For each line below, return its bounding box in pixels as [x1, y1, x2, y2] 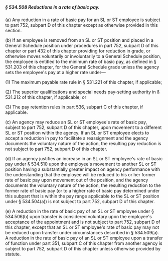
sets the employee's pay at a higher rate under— [5, 69, 106, 75]
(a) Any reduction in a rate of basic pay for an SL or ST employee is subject [5, 17, 160, 23]
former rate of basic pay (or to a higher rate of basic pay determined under [5, 187, 160, 193]
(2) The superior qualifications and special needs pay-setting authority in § [5, 89, 160, 95]
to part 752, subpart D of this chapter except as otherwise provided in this [5, 22, 158, 28]
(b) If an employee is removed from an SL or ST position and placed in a [5, 37, 154, 43]
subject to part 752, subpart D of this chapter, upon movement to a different [5, 124, 162, 130]
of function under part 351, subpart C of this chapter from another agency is [5, 240, 162, 246]
